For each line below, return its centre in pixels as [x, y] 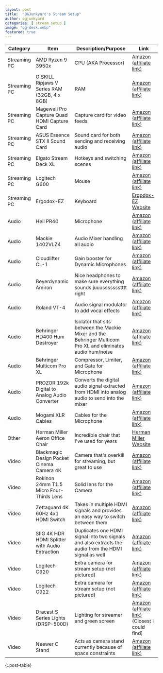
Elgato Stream [52, 158]
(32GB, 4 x [48, 95]
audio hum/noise [94, 352]
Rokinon [45, 478]
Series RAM [49, 89]
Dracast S [47, 612]
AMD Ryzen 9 [51, 60]
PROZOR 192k [52, 383]
